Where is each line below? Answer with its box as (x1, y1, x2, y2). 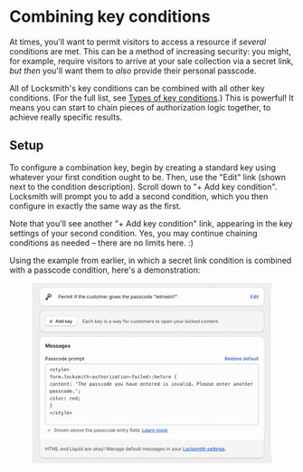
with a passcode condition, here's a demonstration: (9, 265, 201, 275)
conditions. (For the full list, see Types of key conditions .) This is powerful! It (9, 92, 294, 103)
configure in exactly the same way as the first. (9, 200, 182, 211)
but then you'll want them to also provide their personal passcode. (9, 65, 257, 76)
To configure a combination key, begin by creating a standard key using (9, 161, 277, 173)
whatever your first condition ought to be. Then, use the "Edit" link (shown (9, 171, 287, 182)
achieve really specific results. (9, 111, 123, 122)
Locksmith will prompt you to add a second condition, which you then (9, 190, 269, 201)
